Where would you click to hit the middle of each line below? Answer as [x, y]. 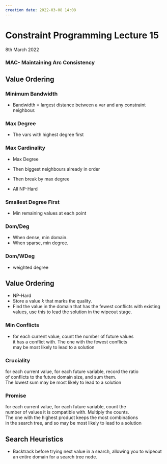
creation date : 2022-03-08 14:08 [41, 10]
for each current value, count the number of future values [73, 336]
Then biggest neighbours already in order [56, 169]
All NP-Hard [25, 189]
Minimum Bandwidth [32, 94]
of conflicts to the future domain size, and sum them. [61, 377]
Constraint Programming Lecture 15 [82, 35]
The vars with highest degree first [48, 135]
